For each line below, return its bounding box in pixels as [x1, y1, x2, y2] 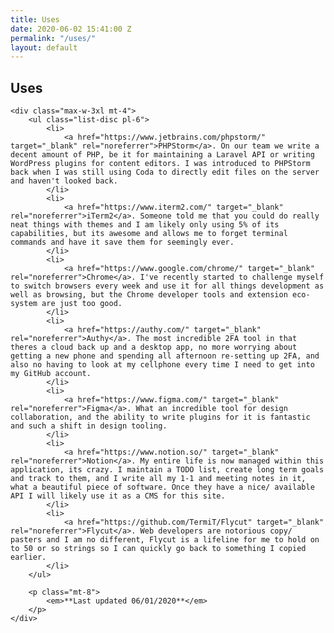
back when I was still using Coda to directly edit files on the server [10, 167, 320, 178]
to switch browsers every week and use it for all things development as [10, 281, 325, 291]
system [10, 299, 38, 309]
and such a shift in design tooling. [10, 421, 168, 431]
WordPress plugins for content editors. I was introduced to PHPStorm [10, 159, 311, 169]
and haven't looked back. [10, 176, 118, 186]
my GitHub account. [10, 369, 92, 379]
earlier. [10, 552, 47, 563]
